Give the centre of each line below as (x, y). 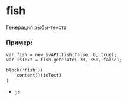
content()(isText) (39, 76)
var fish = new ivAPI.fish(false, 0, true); (61, 55)
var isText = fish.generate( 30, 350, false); (64, 60)
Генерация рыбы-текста (36, 27)
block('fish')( (25, 70)
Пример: (19, 43)
